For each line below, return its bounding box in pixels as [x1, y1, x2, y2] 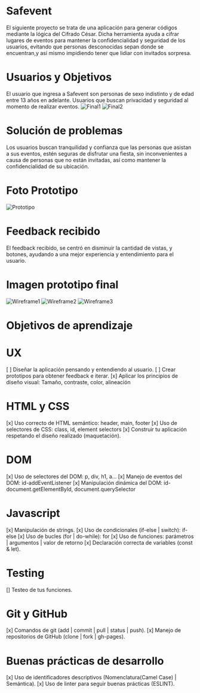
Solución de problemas [6, 124, 123, 138]
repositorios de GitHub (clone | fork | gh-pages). [6, 633, 125, 640]
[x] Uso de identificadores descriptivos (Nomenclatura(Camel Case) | [6, 674, 177, 681]
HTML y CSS [6, 399, 70, 413]
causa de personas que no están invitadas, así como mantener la [6, 156, 166, 163]
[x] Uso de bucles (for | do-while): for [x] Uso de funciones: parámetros [17, 533, 194, 540]
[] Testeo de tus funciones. [6, 586, 73, 593]
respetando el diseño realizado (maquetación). [6, 432, 121, 439]
